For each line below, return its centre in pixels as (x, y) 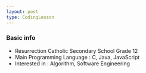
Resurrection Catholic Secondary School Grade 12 (76, 50)
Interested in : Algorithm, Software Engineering (72, 64)
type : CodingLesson (30, 17)
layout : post (22, 12)
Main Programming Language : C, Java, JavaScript (77, 57)
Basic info (21, 38)
